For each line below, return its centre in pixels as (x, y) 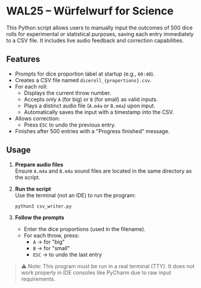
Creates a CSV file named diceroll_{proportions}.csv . (83, 80)
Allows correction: (37, 118)
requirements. (38, 279)
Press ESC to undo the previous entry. (70, 125)
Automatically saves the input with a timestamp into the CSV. (99, 112)
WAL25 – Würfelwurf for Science (90, 11)
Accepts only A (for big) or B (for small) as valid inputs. (91, 99)
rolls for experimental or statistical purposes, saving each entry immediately (100, 34)
